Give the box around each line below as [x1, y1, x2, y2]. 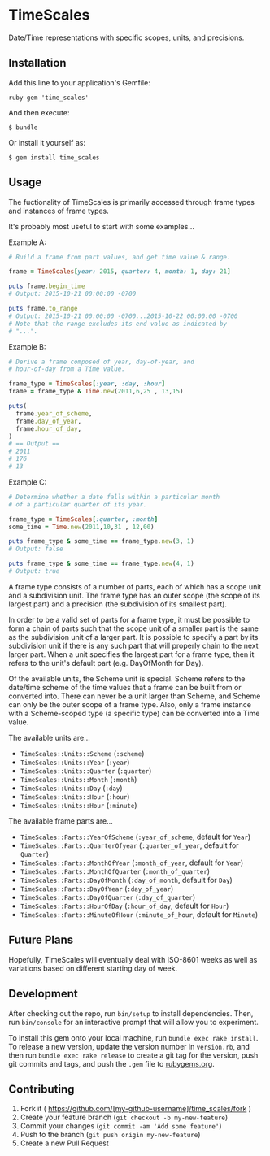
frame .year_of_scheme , [15, 409, 93, 418]
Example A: [8, 237, 46, 247]
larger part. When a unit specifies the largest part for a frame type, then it [8, 649, 255, 659]
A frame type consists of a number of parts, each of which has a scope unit [8, 581, 262, 591]
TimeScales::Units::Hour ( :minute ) [20, 800, 137, 810]
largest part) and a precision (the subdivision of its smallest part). [8, 599, 228, 609]
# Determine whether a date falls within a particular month [8, 493, 220, 501]
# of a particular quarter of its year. [8, 500, 148, 509]
